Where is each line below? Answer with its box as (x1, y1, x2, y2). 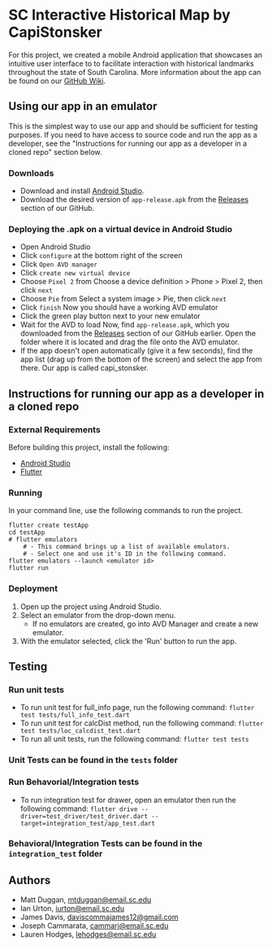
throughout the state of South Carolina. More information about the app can (8, 67, 261, 77)
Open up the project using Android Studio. (19, 601, 162, 612)
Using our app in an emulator (8, 99, 158, 113)
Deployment (8, 583, 58, 594)
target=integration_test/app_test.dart (19, 819, 156, 827)
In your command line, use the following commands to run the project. (8, 506, 244, 515)
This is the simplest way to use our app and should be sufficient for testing (8, 121, 258, 131)
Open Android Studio (19, 242, 91, 252)
